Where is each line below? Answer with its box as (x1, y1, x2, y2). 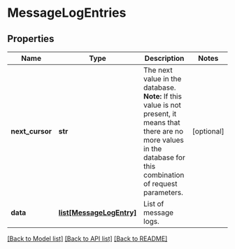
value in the (143, 74, 182, 83)
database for (143, 152, 185, 162)
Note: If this (143, 92, 182, 101)
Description (144, 54, 185, 63)
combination (143, 170, 185, 180)
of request (143, 179, 178, 188)
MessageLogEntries (7, 5, 127, 21)
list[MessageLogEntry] (58, 208, 137, 218)
